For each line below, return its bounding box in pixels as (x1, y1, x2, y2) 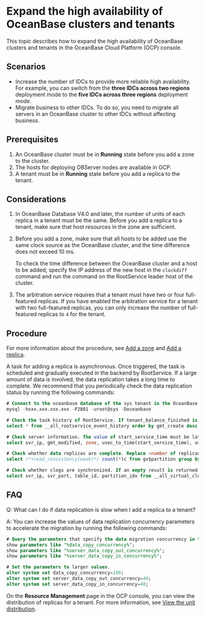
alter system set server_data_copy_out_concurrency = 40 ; (6, 575, 151, 581)
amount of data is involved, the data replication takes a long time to (6, 376, 175, 383)
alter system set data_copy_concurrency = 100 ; (6, 570, 124, 576)
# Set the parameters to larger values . (6, 564, 111, 570)
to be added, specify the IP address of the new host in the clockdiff (15, 267, 187, 274)
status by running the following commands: (6, 389, 115, 396)
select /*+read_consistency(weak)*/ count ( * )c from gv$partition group (6, 456, 192, 462)
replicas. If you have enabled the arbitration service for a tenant (38, 298, 198, 305)
